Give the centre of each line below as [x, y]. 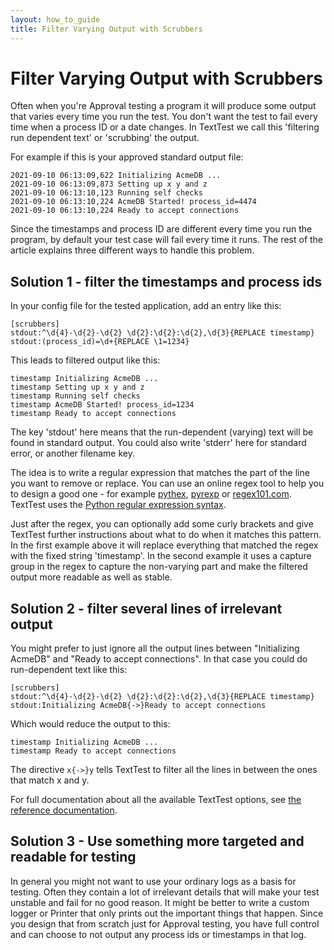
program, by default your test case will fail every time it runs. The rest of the [167, 240]
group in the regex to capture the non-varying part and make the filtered [159, 567]
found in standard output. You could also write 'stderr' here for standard [158, 443]
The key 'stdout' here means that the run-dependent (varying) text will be [162, 432]
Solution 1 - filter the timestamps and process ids [166, 281]
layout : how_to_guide [55, 19]
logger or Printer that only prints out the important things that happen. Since [167, 913]
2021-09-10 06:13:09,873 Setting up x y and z [109, 184]
